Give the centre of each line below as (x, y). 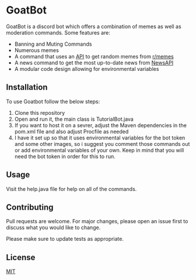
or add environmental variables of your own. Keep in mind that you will (99, 150)
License (21, 257)
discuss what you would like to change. (53, 228)
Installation (27, 88)
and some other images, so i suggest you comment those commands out (102, 144)
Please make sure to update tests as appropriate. (65, 239)
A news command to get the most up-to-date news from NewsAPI (94, 63)
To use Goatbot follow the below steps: (53, 101)
